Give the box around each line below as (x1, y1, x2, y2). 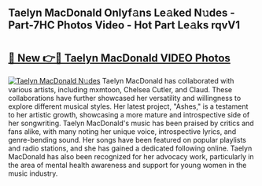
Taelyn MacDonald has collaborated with (101, 76, 234, 85)
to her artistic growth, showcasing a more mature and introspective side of (8, 110, 250, 119)
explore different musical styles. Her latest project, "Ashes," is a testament (8, 102, 249, 111)
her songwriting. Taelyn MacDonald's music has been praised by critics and (8, 118, 254, 128)
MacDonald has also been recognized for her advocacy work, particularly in (8, 152, 254, 161)
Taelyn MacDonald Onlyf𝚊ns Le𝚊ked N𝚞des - (8, 6, 235, 20)
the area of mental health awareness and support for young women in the (8, 161, 247, 169)
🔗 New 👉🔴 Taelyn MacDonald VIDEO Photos (8, 51, 231, 65)
